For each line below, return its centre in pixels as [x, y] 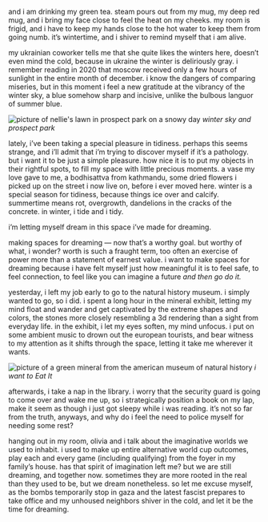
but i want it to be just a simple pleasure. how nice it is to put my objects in [131, 160]
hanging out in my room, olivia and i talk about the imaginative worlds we [128, 441]
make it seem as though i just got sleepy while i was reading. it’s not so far [131, 409]
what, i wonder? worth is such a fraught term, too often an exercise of [123, 251]
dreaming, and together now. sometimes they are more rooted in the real [128, 475]
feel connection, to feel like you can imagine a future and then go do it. [125, 277]
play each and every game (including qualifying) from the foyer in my [122, 458]
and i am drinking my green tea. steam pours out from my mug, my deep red [134, 12]
